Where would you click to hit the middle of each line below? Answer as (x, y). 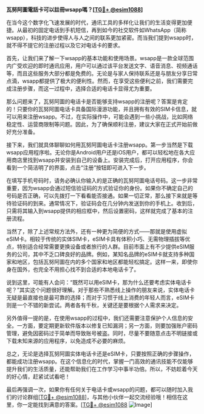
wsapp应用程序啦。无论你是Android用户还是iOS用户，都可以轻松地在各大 (98, 152)
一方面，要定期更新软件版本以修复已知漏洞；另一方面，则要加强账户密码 (107, 326)
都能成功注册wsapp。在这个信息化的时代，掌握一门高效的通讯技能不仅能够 (100, 361)
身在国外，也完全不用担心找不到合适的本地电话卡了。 (73, 269)
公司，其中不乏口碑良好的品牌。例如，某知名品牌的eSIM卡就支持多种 (103, 254)
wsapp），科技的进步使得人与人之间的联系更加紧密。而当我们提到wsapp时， (101, 38)
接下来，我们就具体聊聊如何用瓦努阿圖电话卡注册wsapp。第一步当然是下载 (100, 145)
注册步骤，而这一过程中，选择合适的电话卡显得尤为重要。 (83, 88)
